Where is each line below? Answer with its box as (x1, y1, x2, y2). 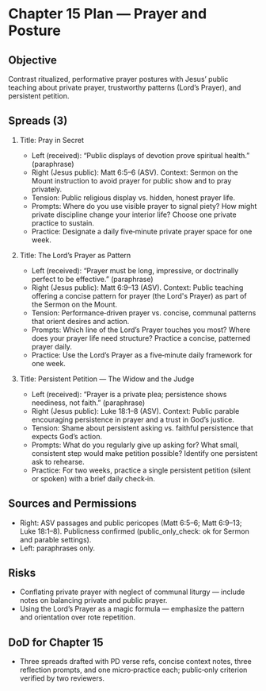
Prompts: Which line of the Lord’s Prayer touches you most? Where (31, 325, 251, 334)
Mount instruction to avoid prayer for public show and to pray (31, 176, 232, 185)
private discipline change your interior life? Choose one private (31, 210, 237, 219)
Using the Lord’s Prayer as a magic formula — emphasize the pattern (19, 604, 245, 614)
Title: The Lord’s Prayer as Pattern (19, 250, 131, 260)
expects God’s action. (31, 431, 103, 441)
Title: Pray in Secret (19, 135, 85, 145)
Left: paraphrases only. (19, 543, 96, 553)
